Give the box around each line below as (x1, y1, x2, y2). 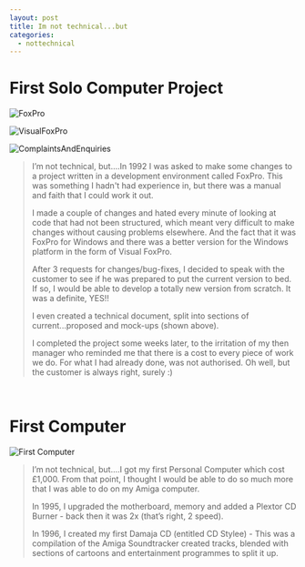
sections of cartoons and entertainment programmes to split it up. (31, 548, 280, 559)
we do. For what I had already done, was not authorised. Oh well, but (31, 357, 290, 369)
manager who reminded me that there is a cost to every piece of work (31, 348, 294, 359)
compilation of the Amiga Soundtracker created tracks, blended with (31, 538, 289, 549)
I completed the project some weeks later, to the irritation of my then (31, 338, 290, 349)
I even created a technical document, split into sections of (31, 310, 249, 321)
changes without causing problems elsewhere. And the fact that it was (31, 227, 297, 238)
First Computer (9, 416, 127, 437)
